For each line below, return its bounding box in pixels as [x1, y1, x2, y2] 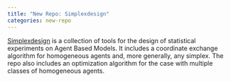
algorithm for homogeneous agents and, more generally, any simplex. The [7, 51, 224, 60]
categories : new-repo [7, 17, 72, 24]
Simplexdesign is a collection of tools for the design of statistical [7, 36, 196, 45]
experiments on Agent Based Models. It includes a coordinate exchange [7, 44, 218, 52]
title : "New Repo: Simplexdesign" [7, 10, 110, 18]
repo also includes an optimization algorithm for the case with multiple [7, 59, 213, 67]
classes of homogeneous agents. [7, 66, 105, 75]
